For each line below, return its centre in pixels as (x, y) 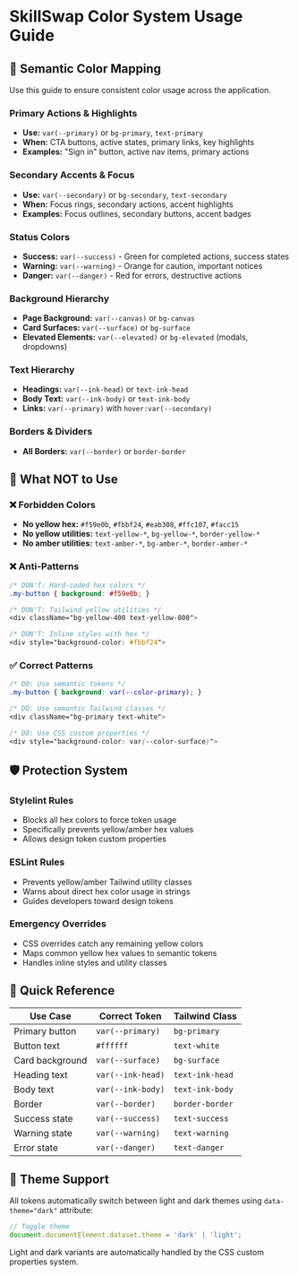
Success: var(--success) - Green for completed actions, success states (155, 256)
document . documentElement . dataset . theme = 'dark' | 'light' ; (126, 1235)
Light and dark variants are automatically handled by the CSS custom (136, 1253)
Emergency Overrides (58, 924)
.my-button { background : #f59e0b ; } (80, 593)
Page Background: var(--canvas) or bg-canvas (108, 318)
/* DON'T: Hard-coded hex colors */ (77, 585)
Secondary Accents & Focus (72, 175)
